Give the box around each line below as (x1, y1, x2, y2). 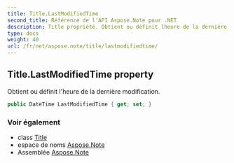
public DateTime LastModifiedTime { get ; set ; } (7, 101, 152, 108)
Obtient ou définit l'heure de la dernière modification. (7, 87, 160, 95)
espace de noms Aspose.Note (17, 141, 105, 149)
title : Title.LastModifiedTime (7, 10, 99, 17)
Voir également (7, 117, 61, 127)
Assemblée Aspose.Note (17, 148, 90, 156)
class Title (17, 133, 48, 141)
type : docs (7, 29, 39, 37)
